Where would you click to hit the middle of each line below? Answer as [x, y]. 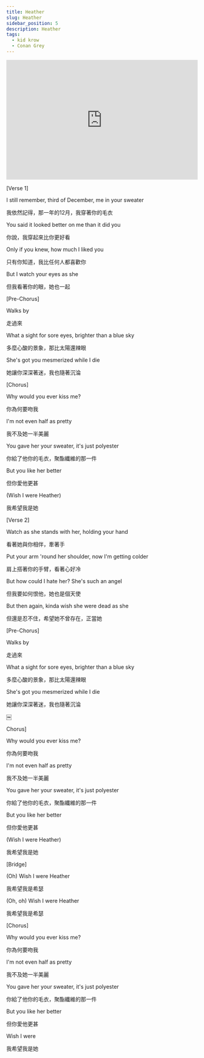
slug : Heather [24, 18]
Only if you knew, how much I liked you [55, 249]
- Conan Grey [28, 46]
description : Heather [34, 29]
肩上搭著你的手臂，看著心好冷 [43, 569]
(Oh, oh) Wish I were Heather [43, 901]
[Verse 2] [18, 520]
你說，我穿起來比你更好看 [38, 237]
